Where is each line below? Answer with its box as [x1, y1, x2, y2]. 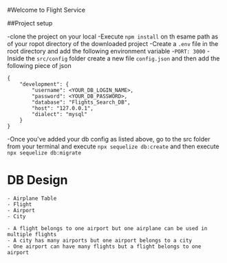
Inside [7, 54, 25, 62]
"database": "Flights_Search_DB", [32, 99, 131, 106]
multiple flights [7, 231, 57, 238]
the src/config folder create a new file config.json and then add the [25, 54, 220, 62]
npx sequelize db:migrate [7, 150, 81, 157]
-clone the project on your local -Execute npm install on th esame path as [7, 32, 219, 41]
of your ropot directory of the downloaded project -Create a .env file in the [7, 40, 219, 47]
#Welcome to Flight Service [7, 6, 86, 14]
